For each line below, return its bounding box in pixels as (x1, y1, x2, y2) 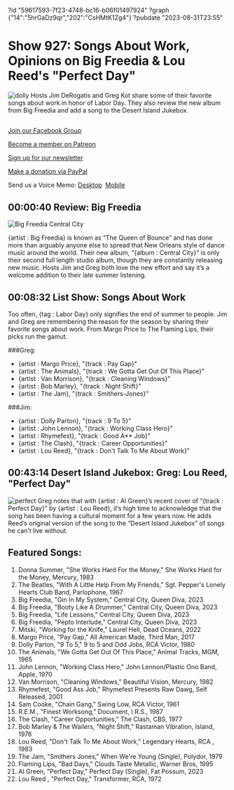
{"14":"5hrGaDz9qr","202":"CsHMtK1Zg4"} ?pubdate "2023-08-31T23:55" (8, 13, 223, 22)
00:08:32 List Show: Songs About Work (8, 291, 186, 303)
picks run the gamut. (8, 332, 68, 340)
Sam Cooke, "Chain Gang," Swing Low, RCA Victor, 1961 (18, 699, 179, 708)
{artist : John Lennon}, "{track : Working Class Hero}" (18, 424, 174, 432)
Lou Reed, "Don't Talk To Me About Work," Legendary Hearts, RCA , (18, 737, 214, 746)
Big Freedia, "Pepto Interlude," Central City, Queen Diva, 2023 (18, 618, 198, 626)
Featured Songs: (8, 547, 82, 559)
